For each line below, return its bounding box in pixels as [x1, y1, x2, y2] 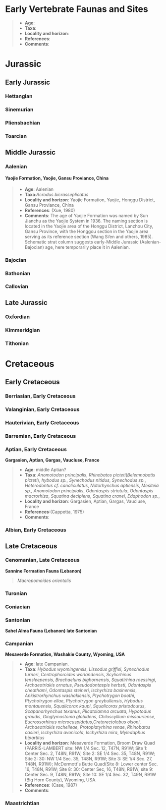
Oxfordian [5, 313, 30, 320]
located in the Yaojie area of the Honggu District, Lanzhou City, [24, 223, 154, 229]
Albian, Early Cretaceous [5, 526, 67, 533]
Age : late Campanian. [24, 661, 69, 667]
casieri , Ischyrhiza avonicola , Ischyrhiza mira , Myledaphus [24, 730, 146, 736]
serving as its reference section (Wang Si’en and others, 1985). [24, 233, 153, 239]
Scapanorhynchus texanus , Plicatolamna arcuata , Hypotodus [24, 708, 151, 714]
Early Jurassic [5, 78, 51, 86]
